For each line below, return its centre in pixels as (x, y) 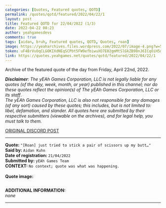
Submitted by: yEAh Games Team (37, 161)
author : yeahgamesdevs (28, 33)
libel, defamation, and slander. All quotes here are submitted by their (75, 111)
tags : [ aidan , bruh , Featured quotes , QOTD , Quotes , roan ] (67, 42)
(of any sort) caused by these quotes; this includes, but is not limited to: (78, 105)
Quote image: (19, 176)
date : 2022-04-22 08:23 (30, 28)
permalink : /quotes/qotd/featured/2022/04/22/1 (55, 14)
